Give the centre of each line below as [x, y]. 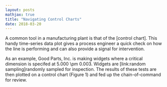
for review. [16, 80]
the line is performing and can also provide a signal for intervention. [75, 49]
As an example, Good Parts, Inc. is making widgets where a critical [74, 59]
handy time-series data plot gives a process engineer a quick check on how [83, 44]
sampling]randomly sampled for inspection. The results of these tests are [81, 69]
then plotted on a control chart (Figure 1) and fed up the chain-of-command [83, 75]
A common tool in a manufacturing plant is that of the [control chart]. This [81, 38]
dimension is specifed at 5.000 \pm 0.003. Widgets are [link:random [75, 64]
